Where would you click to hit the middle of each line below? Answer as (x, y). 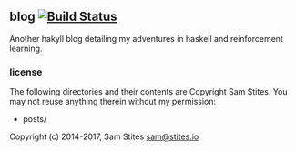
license (26, 72)
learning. (26, 48)
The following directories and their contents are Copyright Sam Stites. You (149, 92)
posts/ (35, 119)
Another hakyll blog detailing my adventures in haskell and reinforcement (147, 38)
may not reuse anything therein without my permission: (113, 102)
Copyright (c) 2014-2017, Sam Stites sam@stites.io (104, 136)
